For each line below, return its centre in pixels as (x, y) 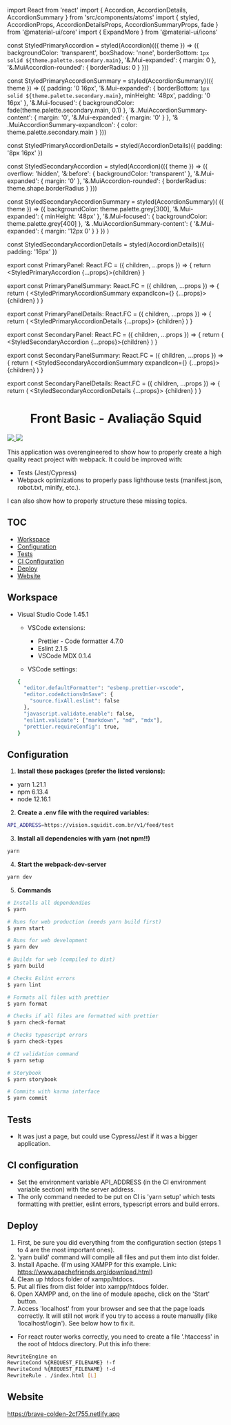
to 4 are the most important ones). (66, 1250)
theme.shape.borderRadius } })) (52, 188)
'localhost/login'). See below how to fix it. (76, 1323)
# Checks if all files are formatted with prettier (83, 1016)
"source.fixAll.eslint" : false (75, 701)
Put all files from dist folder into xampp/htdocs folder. (93, 1286)
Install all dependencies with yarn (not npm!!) (83, 839)
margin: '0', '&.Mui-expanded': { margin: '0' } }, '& (108, 117)
